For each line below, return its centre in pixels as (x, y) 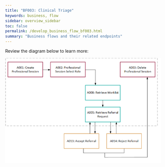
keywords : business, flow (32, 16)
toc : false (16, 26)
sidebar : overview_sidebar (33, 21)
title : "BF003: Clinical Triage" (40, 10)
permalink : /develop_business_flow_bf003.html (54, 31)
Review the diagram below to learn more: (47, 51)
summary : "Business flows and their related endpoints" (64, 36)
